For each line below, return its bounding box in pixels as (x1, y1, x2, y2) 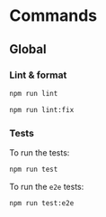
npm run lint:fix (9, 105, 75, 114)
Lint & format (9, 69, 67, 81)
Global (9, 42, 47, 57)
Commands (9, 5, 98, 26)
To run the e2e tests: (9, 181, 84, 192)
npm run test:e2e (9, 198, 75, 208)
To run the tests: (9, 146, 70, 158)
